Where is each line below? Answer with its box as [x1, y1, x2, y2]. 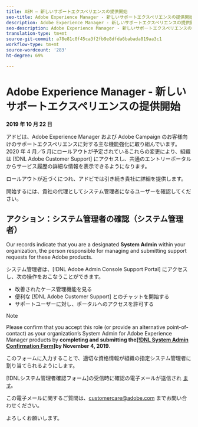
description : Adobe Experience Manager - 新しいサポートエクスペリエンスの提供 [6, 19, 190, 25]
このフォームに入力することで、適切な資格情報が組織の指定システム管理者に [6, 355, 192, 362]
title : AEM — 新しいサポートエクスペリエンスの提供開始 [6, 8, 128, 15]
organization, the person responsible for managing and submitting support [6, 247, 187, 255]
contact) [6, 330, 27, 337]
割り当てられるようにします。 [6, 362, 78, 369]
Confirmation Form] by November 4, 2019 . [6, 343, 111, 350]
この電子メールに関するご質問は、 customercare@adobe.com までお [6, 395, 172, 402]
